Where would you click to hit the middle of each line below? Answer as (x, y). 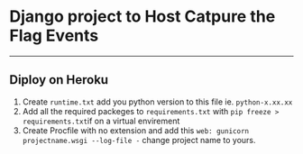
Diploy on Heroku (59, 80)
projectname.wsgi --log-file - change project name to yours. (139, 140)
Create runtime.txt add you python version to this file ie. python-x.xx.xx (157, 102)
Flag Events (54, 36)
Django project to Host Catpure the (142, 17)
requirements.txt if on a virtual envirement (101, 121)
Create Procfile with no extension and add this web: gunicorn (136, 130)
